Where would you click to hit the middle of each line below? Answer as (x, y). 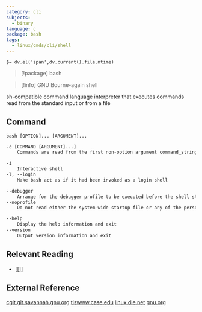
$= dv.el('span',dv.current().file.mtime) (60, 62)
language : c (21, 29)
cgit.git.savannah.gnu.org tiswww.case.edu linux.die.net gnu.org (86, 302)
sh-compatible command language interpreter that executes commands (95, 97)
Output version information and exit (64, 235)
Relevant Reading (40, 254)
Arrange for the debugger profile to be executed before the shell (103, 197)
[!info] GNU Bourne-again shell (59, 84)
